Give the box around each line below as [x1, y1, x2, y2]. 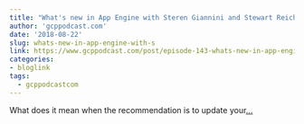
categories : [9, 55, 54, 64]
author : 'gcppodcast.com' [9, 22, 107, 31]
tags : [9, 72, 30, 81]
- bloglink [9, 64, 51, 73]
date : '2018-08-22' [9, 30, 83, 39]
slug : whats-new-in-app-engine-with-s [9, 38, 156, 48]
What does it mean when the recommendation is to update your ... [9, 104, 253, 115]
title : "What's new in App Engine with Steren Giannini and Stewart [9, 13, 273, 22]
